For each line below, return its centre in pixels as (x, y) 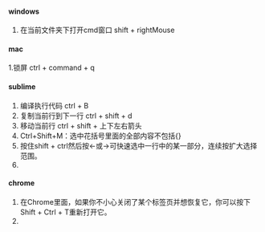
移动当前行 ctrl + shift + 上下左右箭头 (81, 125)
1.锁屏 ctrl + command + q (51, 67)
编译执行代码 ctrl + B (54, 105)
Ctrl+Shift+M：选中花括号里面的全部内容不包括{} (101, 136)
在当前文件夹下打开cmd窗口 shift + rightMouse (97, 30)
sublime (22, 87)
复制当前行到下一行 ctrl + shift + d (76, 116)
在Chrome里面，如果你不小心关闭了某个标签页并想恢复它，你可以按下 (135, 201)
